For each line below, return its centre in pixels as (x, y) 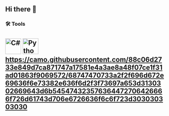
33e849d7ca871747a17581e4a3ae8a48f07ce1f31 (84, 67)
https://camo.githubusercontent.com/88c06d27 (84, 59)
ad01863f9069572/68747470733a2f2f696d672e (84, 75)
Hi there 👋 (21, 9)
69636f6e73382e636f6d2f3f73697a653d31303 (83, 83)
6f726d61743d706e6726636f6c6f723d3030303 (84, 99)
